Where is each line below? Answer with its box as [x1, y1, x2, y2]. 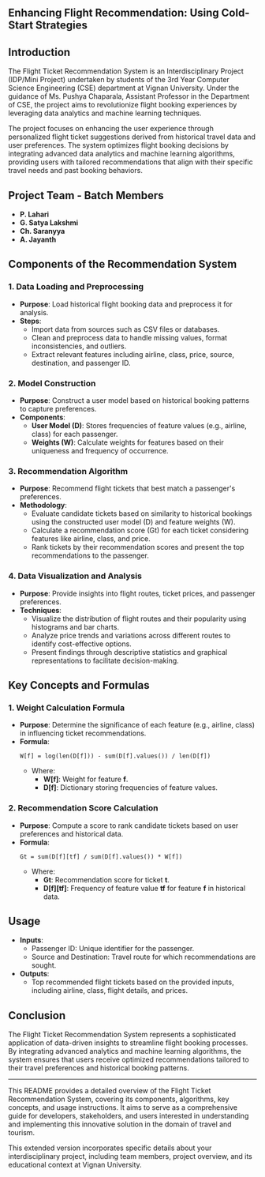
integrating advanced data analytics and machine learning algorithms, [8, 149, 235, 159]
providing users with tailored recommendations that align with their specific [8, 157, 254, 167]
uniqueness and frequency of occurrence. [31, 446, 169, 455]
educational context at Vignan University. [8, 1160, 142, 1170]
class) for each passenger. [31, 430, 118, 438]
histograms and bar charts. [31, 622, 120, 631]
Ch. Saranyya [19, 227, 65, 236]
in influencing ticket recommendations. [19, 728, 147, 738]
